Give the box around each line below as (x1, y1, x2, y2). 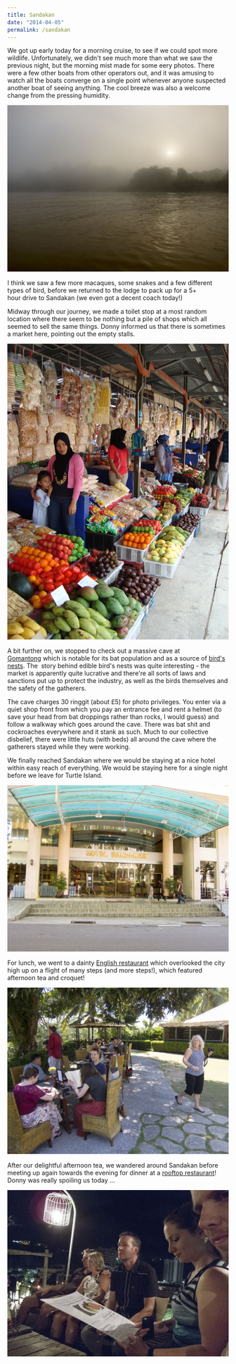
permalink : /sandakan (7, 26, 71, 33)
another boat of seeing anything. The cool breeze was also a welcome (7, 84, 211, 92)
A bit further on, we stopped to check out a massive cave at (7, 646, 181, 655)
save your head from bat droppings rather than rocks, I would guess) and (7, 713, 219, 721)
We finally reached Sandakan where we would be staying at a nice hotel (7, 756, 216, 765)
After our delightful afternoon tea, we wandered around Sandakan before (7, 1161, 219, 1170)
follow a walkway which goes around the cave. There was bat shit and (7, 720, 211, 729)
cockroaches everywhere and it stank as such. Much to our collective (7, 727, 209, 736)
